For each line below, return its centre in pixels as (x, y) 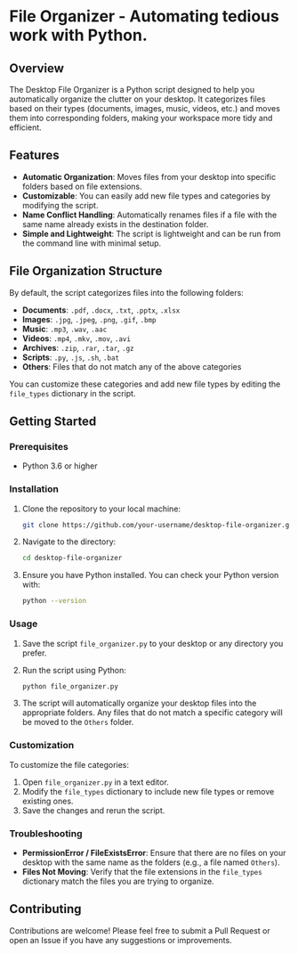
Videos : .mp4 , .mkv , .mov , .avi (77, 338)
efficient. (25, 127)
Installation (34, 489)
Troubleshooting (46, 833)
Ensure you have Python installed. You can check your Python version (150, 575)
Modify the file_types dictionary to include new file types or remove (148, 791)
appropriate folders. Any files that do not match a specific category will (152, 713)
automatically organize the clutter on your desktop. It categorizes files (137, 99)
